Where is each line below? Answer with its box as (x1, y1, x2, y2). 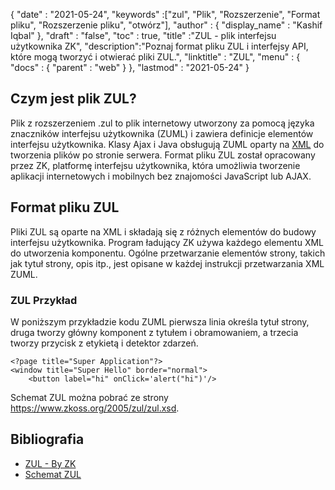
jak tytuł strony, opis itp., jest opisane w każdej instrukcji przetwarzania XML (10, 257, 325, 269)
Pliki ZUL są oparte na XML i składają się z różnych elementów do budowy (10, 225, 317, 238)
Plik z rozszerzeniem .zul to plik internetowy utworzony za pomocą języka (10, 117, 315, 129)
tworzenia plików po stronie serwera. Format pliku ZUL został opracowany (10, 149, 316, 161)
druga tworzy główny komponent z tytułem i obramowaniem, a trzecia (10, 326, 299, 338)
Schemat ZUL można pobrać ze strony (10, 391, 169, 403)
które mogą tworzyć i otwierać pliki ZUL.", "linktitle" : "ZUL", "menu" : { (10, 51, 301, 63)
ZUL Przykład (10, 293, 78, 307)
